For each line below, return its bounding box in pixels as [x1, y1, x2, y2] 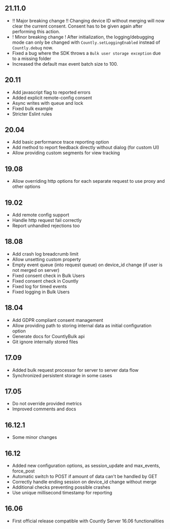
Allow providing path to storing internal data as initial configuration [12, 322, 152, 328]
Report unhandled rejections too [12, 222, 80, 229]
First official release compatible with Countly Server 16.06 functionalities [12, 518, 164, 524]
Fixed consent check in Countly [12, 277, 79, 284]
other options [12, 183, 41, 190]
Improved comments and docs [12, 406, 76, 412]
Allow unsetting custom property [12, 256, 81, 262]
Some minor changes [12, 434, 57, 440]
